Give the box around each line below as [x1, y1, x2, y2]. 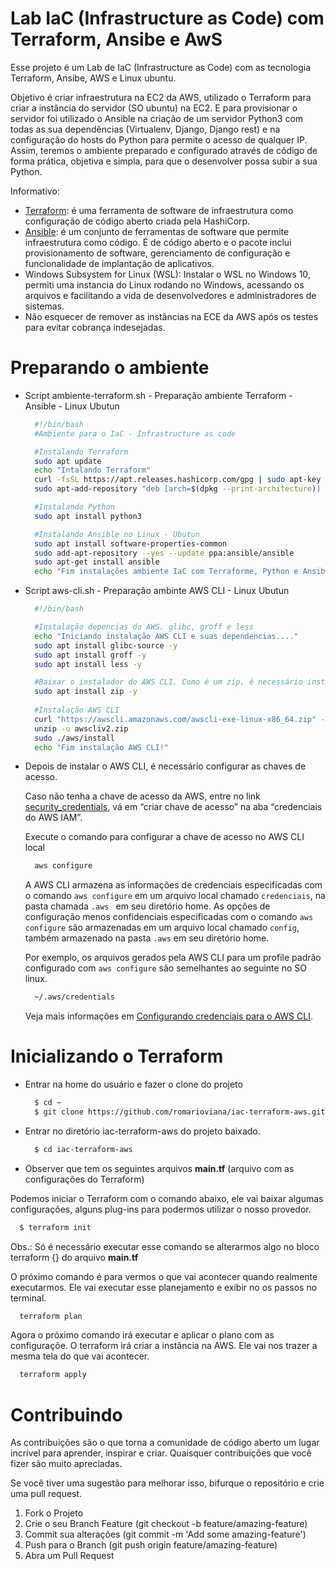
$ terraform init [19, 1222, 92, 1232]
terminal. [10, 1292, 47, 1304]
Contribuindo [10, 1403, 123, 1426]
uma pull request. [10, 1488, 83, 1500]
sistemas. [24, 300, 65, 312]
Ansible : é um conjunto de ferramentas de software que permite [24, 225, 290, 237]
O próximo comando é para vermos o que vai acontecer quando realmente [10, 1270, 318, 1282]
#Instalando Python [34, 502, 115, 512]
